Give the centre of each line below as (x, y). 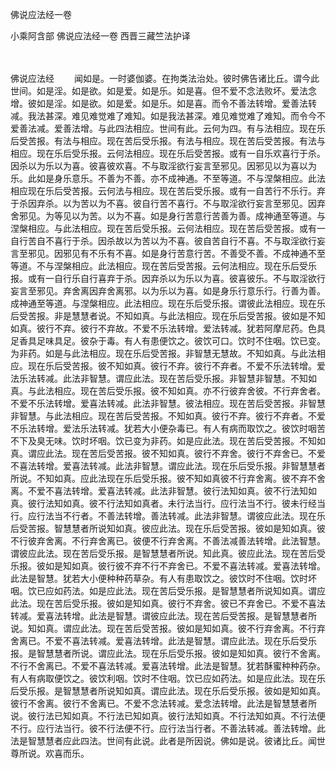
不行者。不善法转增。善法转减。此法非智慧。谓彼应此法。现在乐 (194, 516)
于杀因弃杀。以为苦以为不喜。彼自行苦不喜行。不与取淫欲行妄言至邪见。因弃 (168, 203)
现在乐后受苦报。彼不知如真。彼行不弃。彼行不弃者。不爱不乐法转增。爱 (176, 366)
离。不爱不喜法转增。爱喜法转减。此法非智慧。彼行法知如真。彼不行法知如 (163, 491)
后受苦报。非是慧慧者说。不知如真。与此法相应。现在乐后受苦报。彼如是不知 (168, 316)
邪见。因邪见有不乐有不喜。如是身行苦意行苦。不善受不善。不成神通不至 (176, 253)
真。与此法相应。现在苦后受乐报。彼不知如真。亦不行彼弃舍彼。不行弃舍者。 (168, 391)
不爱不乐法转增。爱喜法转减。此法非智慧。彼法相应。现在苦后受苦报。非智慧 (168, 403)
